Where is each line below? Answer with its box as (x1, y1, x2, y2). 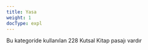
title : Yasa (6, 9, 37, 15)
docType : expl (6, 20, 43, 26)
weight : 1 (6, 15, 32, 21)
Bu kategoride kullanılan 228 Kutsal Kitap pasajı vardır (6, 37, 142, 45)
